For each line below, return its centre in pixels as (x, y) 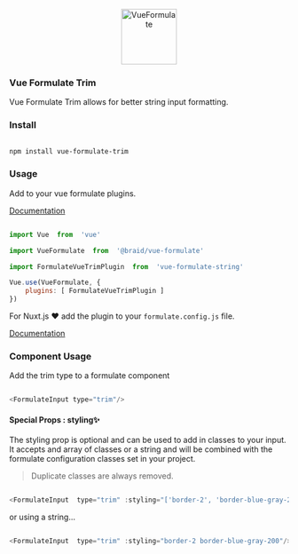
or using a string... (42, 517)
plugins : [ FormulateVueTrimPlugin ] (95, 291)
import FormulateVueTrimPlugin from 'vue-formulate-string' (126, 266)
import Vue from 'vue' (55, 234)
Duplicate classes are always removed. (102, 476)
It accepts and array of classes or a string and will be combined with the (141, 449)
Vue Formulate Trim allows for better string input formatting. (119, 102)
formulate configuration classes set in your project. (102, 459)
